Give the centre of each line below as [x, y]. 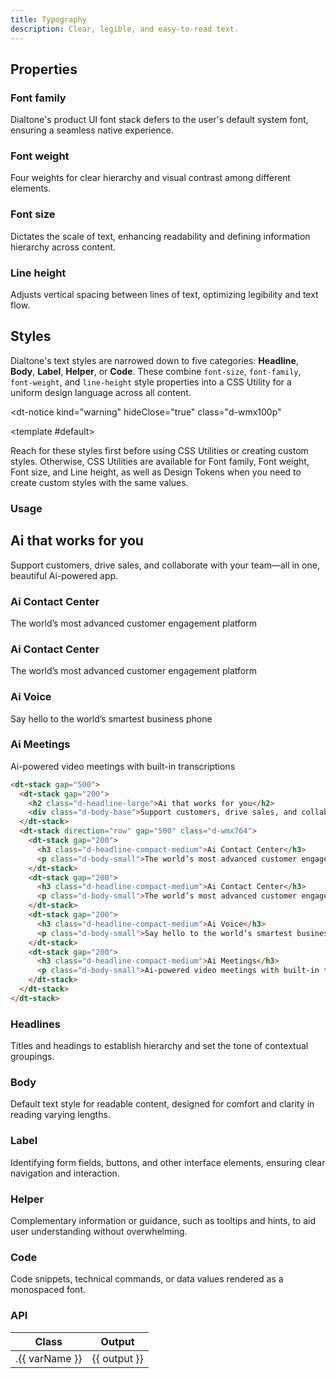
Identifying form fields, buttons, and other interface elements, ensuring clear [168, 1162]
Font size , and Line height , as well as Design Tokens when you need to [156, 472]
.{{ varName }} [49, 1358]
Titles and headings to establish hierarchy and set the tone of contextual [159, 1046]
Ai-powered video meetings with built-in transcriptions [123, 766]
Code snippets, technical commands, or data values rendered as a [147, 1279]
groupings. [32, 1057]
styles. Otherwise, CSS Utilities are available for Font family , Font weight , [160, 461]
